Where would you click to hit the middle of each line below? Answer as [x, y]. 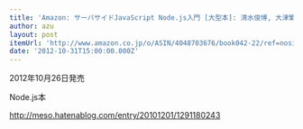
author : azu [32, 26]
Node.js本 [28, 97]
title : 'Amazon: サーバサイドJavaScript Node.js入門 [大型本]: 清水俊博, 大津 [149, 18]
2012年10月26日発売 [47, 78]
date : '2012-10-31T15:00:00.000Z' [74, 51]
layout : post [34, 34]
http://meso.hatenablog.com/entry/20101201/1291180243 [115, 115]
